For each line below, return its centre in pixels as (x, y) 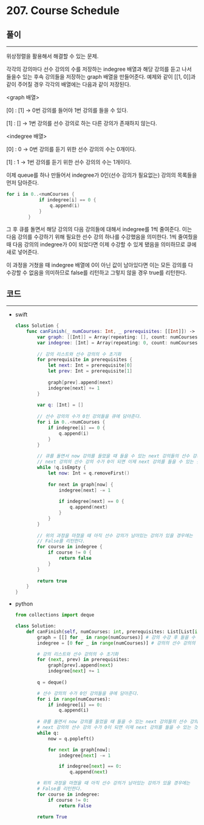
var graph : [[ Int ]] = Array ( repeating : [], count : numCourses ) (119, 337)
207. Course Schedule (63, 11)
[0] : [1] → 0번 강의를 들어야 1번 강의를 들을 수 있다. (67, 110)
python (24, 604)
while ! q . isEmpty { (62, 468)
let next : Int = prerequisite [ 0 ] (90, 366)
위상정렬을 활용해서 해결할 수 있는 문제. (53, 56)
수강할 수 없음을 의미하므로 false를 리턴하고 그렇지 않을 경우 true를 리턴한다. (97, 273)
